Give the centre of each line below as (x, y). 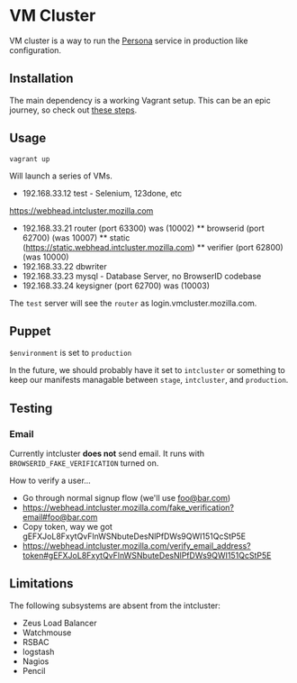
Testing (31, 408)
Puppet (30, 331)
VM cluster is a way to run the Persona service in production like (129, 41)
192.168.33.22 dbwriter (64, 266)
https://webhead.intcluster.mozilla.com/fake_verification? (128, 508)
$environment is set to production (71, 353)
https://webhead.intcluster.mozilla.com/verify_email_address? (136, 546)
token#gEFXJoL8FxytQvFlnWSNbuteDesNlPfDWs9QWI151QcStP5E (147, 556)
